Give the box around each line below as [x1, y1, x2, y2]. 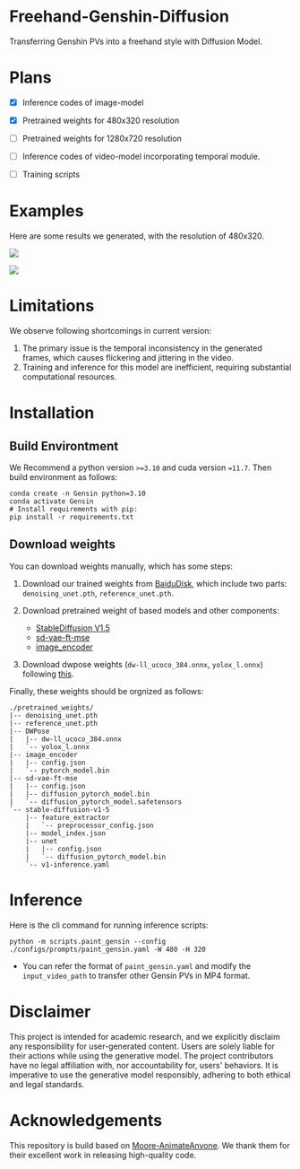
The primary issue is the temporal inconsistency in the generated [21, 343, 262, 353]
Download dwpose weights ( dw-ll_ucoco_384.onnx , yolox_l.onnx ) [21, 659, 264, 669]
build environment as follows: [9, 472, 118, 483]
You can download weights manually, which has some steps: [9, 561, 233, 571]
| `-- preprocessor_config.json [25, 821, 154, 830]
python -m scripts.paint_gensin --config [9, 937, 167, 946]
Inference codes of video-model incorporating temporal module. [21, 151, 261, 162]
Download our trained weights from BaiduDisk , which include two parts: [21, 578, 287, 589]
